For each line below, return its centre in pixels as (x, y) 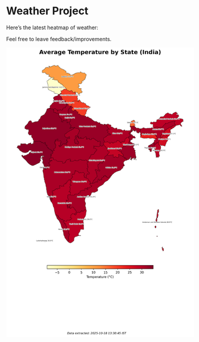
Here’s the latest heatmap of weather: (52, 27)
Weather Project (47, 11)
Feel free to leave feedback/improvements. (59, 39)
